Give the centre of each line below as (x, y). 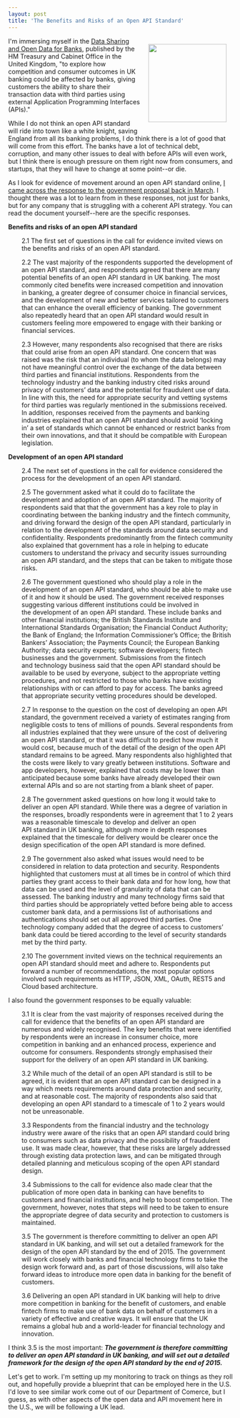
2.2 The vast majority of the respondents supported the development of (127, 262)
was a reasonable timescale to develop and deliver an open (109, 822)
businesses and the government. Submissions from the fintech (114, 657)
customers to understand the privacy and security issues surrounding (124, 553)
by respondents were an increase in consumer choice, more (110, 1037)
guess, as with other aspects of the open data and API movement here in (115, 1399)
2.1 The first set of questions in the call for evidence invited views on (122, 241)
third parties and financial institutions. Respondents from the (110, 374)
